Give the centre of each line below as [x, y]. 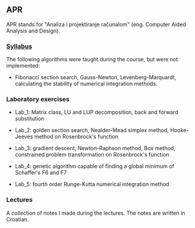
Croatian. [17, 219]
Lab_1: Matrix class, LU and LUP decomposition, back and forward [97, 112]
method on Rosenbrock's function [76, 137]
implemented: [23, 66]
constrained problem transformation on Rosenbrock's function [92, 155]
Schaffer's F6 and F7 [41, 173]
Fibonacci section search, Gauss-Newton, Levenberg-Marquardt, [95, 77]
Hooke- [179, 130]
